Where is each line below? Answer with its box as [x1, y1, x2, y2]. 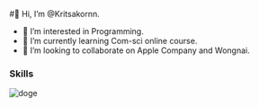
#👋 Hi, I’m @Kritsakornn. [9, 9, 101, 19]
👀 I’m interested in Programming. [22, 26, 144, 36]
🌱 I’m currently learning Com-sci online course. [22, 36, 198, 46]
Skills [9, 67, 34, 80]
